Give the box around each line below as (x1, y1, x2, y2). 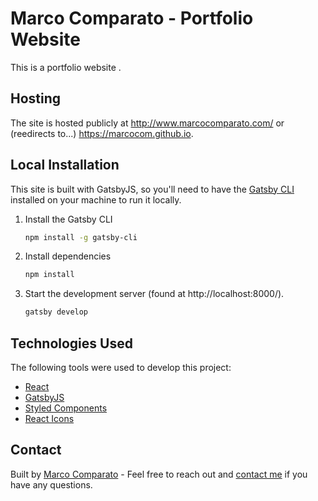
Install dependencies (24, 250, 112, 262)
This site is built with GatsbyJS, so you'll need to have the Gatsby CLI (10, 183, 295, 195)
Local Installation (10, 157, 120, 174)
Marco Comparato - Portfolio (10, 7, 254, 30)
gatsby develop (24, 307, 89, 317)
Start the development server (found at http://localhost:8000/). (24, 288, 285, 300)
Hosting (10, 90, 62, 107)
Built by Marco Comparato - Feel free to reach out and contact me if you (10, 468, 308, 480)
